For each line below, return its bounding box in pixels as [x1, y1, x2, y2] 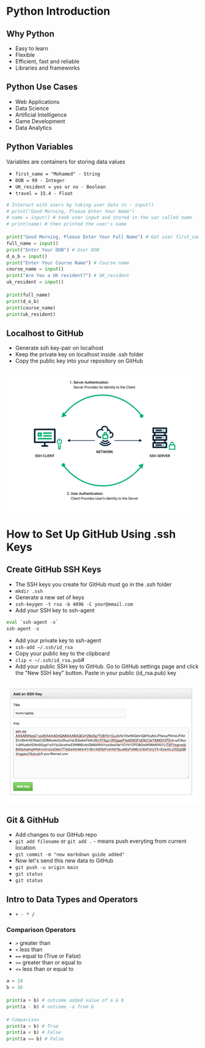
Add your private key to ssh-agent [15, 637, 102, 644]
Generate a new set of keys [15, 593, 84, 601]
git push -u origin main [15, 865, 79, 871]
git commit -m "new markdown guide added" [15, 851, 125, 858]
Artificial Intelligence [15, 111, 67, 118]
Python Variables [6, 142, 73, 152]
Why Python [6, 29, 55, 39]
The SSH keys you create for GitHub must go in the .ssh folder [15, 580, 172, 588]
